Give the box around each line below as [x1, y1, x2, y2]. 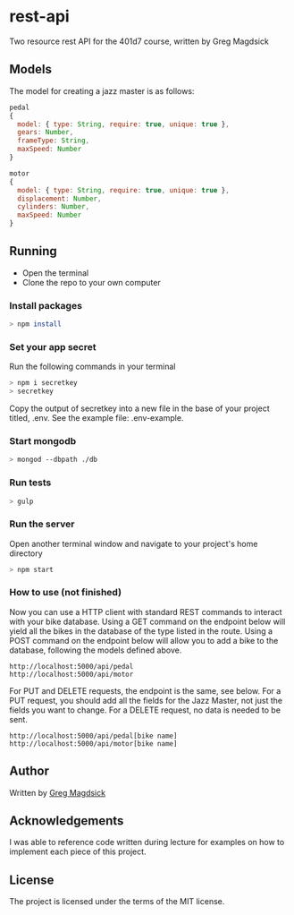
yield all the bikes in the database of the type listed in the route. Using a [9, 625, 273, 637]
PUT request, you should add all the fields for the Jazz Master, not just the [9, 695, 283, 705]
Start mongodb [9, 434, 77, 447]
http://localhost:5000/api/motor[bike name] [9, 739, 178, 748]
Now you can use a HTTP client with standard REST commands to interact [9, 606, 282, 617]
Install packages [9, 299, 83, 312]
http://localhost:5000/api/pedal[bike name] [9, 731, 178, 740]
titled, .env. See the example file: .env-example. [9, 413, 184, 423]
